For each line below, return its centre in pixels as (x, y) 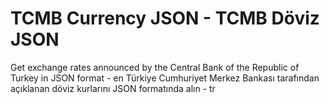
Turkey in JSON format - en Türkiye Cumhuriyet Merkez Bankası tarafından (165, 78)
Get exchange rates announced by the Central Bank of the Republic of (155, 67)
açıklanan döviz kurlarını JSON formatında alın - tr (113, 88)
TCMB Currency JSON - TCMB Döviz (165, 18)
